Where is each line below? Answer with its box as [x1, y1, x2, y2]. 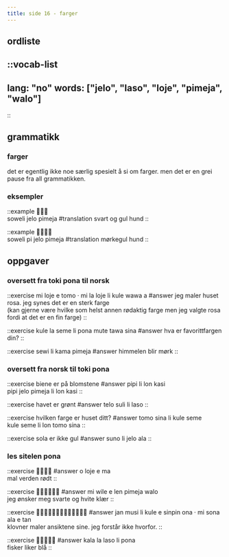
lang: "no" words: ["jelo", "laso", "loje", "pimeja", [7, 82, 223, 93]
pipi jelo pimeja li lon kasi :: [7, 387, 83, 396]
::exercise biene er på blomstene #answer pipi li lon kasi [7, 380, 166, 388]
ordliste [7, 36, 41, 47]
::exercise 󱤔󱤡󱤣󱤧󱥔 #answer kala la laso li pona [7, 536, 136, 545]
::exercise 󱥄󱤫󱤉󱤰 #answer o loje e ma [7, 467, 111, 475]
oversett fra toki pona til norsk [7, 275, 110, 285]
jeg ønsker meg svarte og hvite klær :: [7, 495, 114, 503]
